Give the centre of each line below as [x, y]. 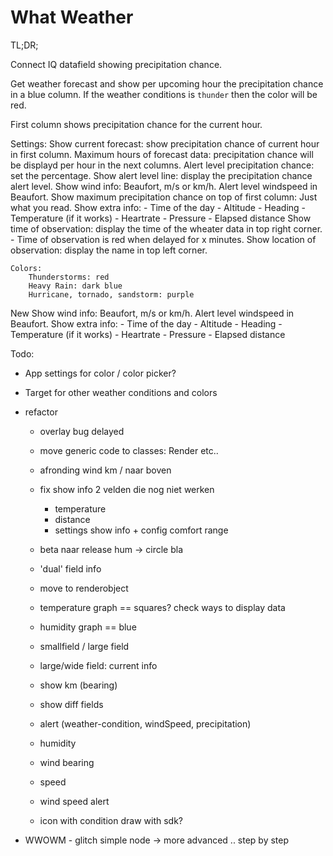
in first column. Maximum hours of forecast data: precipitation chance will [162, 154]
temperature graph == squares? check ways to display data [162, 607]
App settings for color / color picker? [100, 373]
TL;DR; [24, 45]
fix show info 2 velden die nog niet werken [127, 489]
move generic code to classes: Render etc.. [129, 450]
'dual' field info [70, 568]
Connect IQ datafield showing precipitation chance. [116, 64]
